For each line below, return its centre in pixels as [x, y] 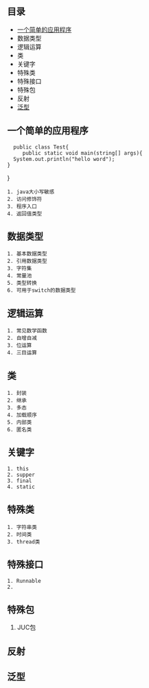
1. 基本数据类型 [27, 254]
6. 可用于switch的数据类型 [42, 290]
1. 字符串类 [22, 527]
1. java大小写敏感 [31, 192]
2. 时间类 [20, 535]
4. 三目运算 [22, 353]
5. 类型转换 [22, 283]
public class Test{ [41, 147]
